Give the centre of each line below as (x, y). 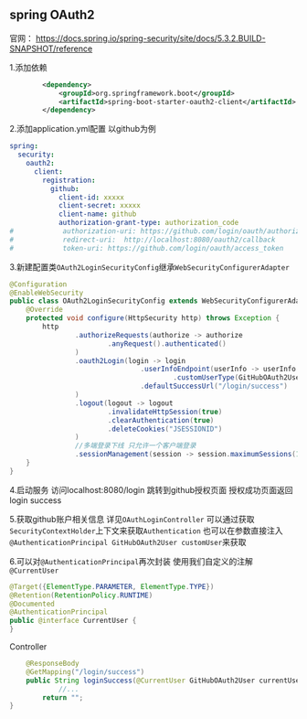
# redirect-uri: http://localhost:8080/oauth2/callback (143, 240)
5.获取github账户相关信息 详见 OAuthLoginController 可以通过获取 (132, 519)
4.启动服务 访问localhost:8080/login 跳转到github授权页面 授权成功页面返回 (152, 489)
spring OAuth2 (52, 15)
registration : (69, 180)
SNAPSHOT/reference (51, 48)
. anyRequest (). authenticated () (167, 343)
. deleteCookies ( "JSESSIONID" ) (165, 429)
